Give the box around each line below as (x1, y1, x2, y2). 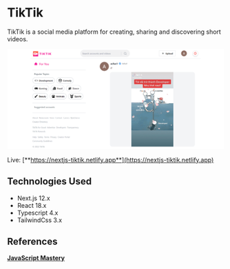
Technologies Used (7, 175, 92, 187)
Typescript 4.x (17, 208, 59, 217)
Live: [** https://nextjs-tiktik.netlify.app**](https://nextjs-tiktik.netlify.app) (7, 155, 214, 164)
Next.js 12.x (17, 194, 50, 202)
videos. (7, 34, 28, 43)
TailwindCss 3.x (17, 215, 63, 224)
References (7, 235, 58, 247)
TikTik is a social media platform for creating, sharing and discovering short (7, 28, 222, 36)
